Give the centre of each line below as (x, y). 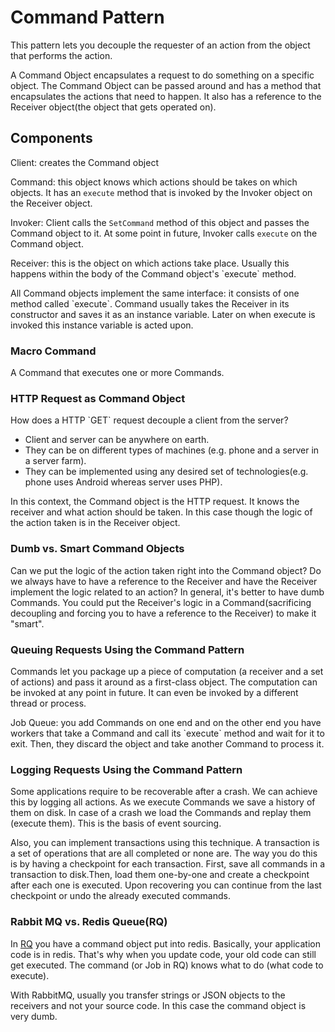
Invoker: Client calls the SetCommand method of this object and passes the (160, 222)
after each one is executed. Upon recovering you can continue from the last (166, 885)
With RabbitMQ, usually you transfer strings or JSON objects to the (148, 995)
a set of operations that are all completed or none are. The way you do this (164, 853)
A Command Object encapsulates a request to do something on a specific (162, 75)
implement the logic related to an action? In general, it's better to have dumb (167, 592)
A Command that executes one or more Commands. (117, 373)
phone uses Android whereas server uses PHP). (123, 482)
